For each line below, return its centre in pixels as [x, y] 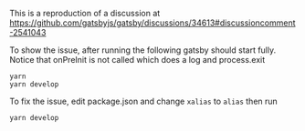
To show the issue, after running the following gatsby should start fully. [143, 50]
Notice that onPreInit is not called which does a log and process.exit [137, 60]
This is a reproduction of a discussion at [85, 13]
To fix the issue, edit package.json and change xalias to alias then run [144, 101]
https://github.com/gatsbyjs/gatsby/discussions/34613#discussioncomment [152, 23]
